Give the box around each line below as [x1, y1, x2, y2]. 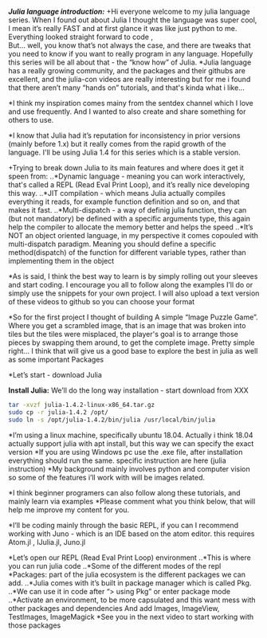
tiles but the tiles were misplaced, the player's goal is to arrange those [8, 330, 239, 339]
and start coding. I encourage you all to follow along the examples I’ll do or [8, 280, 253, 289]
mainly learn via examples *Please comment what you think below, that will [8, 496, 256, 506]
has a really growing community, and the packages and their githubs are [8, 66, 245, 75]
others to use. [8, 115, 54, 124]
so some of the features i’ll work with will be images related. [8, 472, 206, 482]
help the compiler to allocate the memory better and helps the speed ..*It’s [8, 222, 253, 232]
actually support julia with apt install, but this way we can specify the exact [8, 438, 254, 448]
